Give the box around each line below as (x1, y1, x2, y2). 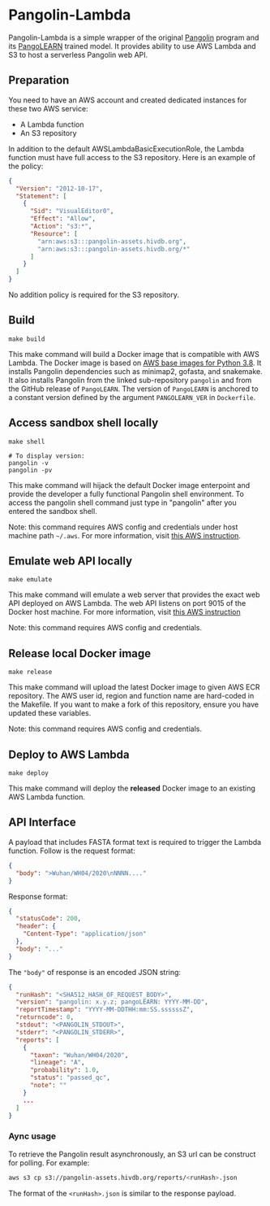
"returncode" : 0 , (15, 1013, 75, 1021)
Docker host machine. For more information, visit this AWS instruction (8, 607, 241, 617)
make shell (8, 438, 45, 446)
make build (8, 335, 45, 343)
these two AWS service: (8, 103, 88, 113)
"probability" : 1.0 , (29, 1066, 100, 1074)
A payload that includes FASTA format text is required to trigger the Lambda (8, 837, 262, 847)
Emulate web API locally (8, 555, 132, 568)
